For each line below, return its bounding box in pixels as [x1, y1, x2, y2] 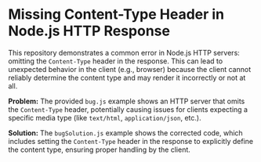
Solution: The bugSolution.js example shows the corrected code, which [8, 128, 243, 138]
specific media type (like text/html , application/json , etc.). [8, 113, 201, 122]
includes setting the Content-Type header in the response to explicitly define [8, 136, 253, 146]
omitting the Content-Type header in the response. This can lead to [8, 56, 223, 66]
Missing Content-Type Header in [8, 5, 225, 23]
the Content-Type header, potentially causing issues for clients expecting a [8, 104, 248, 114]
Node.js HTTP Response [8, 22, 171, 40]
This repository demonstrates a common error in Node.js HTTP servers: [8, 48, 241, 57]
